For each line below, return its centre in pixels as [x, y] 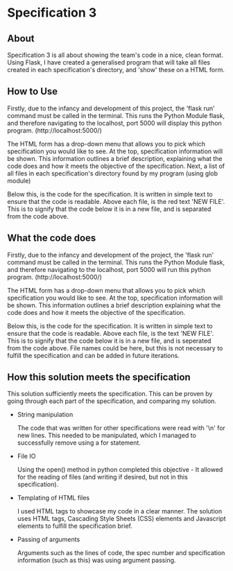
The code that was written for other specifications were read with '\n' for [121, 428]
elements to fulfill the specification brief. [75, 526]
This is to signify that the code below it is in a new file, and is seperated [109, 341]
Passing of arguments [49, 540]
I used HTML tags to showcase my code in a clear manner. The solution [120, 511]
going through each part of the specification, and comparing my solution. [112, 401]
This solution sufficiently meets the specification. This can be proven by [110, 394]
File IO [26, 457]
